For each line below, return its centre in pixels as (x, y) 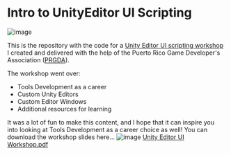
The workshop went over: (44, 73)
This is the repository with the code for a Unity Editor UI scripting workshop (115, 45)
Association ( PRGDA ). (38, 60)
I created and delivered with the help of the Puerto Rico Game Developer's (114, 53)
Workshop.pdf (28, 144)
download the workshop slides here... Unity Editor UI (96, 137)
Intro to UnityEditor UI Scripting (100, 13)
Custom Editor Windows (52, 101)
